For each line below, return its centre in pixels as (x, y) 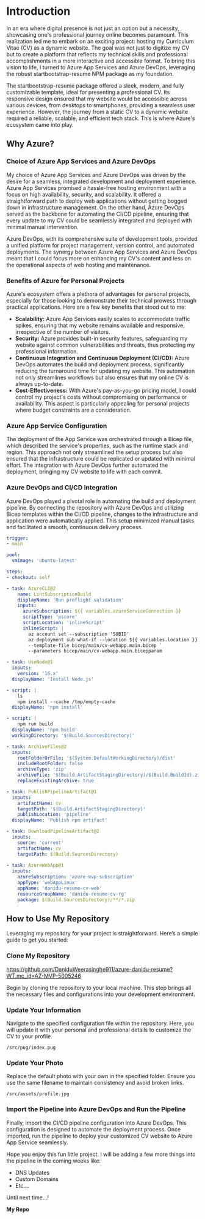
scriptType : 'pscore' (50, 617)
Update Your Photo (35, 1063)
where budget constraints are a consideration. (73, 410)
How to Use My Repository (58, 919)
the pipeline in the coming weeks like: (54, 1161)
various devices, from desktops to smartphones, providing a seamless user (101, 105)
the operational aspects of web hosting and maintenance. (79, 265)
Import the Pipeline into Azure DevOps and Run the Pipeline (96, 1109)
